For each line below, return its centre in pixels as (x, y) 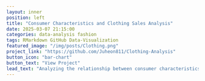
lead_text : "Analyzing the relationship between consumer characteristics (103, 69)
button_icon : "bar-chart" (39, 57)
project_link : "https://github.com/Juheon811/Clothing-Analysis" (91, 52)
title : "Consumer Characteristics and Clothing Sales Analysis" (90, 23)
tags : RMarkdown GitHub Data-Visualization (63, 40)
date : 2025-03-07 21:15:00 (41, 29)
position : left (26, 18)
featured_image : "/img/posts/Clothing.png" (63, 46)
